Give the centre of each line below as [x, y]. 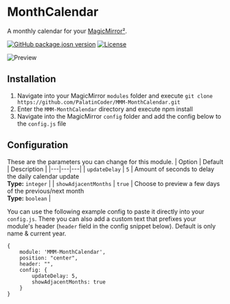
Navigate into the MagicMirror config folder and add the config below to [119, 116]
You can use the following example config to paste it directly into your [106, 211]
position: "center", [49, 258]
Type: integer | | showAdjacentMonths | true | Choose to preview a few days [114, 183]
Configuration [38, 145]
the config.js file [42, 124]
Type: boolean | [29, 198]
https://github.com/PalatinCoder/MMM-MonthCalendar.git [99, 102]
